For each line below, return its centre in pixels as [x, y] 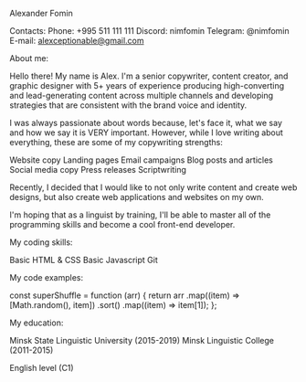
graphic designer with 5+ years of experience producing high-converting [147, 85]
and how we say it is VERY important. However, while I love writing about [146, 133]
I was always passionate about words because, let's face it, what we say [146, 123]
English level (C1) [42, 368]
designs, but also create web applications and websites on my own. [137, 197]
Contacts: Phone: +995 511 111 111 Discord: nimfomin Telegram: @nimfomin [149, 31]
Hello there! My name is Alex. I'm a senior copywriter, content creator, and [149, 76]
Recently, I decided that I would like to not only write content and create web [153, 187]
